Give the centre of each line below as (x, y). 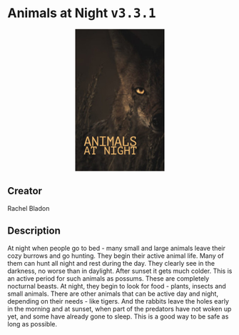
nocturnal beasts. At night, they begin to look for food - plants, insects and (117, 286)
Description (34, 231)
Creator (25, 191)
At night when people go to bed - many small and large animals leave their (117, 248)
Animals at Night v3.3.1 (82, 13)
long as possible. (32, 324)
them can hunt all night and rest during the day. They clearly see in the (111, 263)
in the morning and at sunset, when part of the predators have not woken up (119, 309)
